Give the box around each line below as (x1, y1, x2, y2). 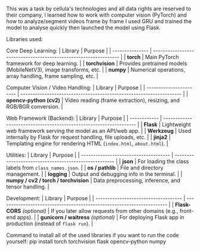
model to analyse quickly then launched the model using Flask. (6, 24, 161, 31)
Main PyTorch (145, 54, 179, 60)
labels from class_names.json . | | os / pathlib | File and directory (6, 164, 164, 171)
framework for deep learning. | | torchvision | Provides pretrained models (6, 60, 187, 67)
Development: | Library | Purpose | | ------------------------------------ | (6, 195, 186, 202)
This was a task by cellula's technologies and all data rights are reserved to (6, 5, 191, 12)
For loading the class (137, 158, 189, 165)
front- (179, 207, 194, 214)
